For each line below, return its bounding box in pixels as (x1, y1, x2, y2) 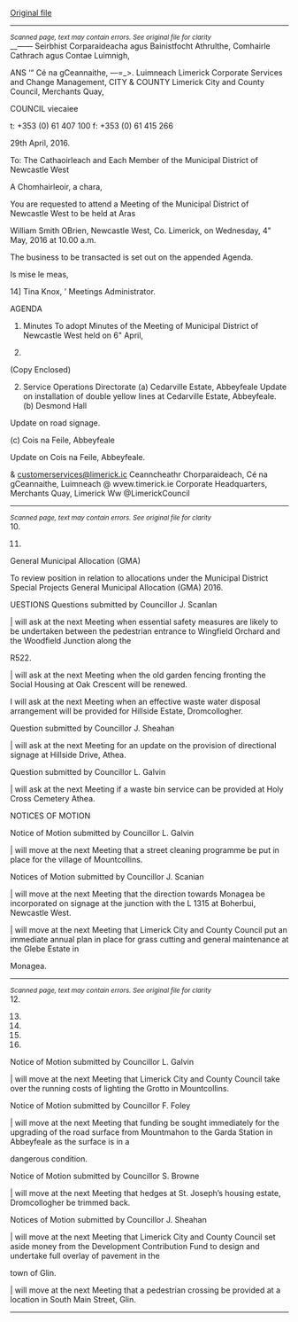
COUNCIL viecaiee (10, 104, 79, 113)
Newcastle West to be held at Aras (10, 208, 136, 218)
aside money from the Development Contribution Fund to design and (10, 1241, 260, 1251)
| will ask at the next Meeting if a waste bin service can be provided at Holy (10, 784, 284, 794)
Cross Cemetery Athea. (10, 794, 96, 803)
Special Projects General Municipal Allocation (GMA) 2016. (10, 583, 224, 592)
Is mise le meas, (10, 270, 69, 279)
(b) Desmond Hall (22, 401, 88, 411)
